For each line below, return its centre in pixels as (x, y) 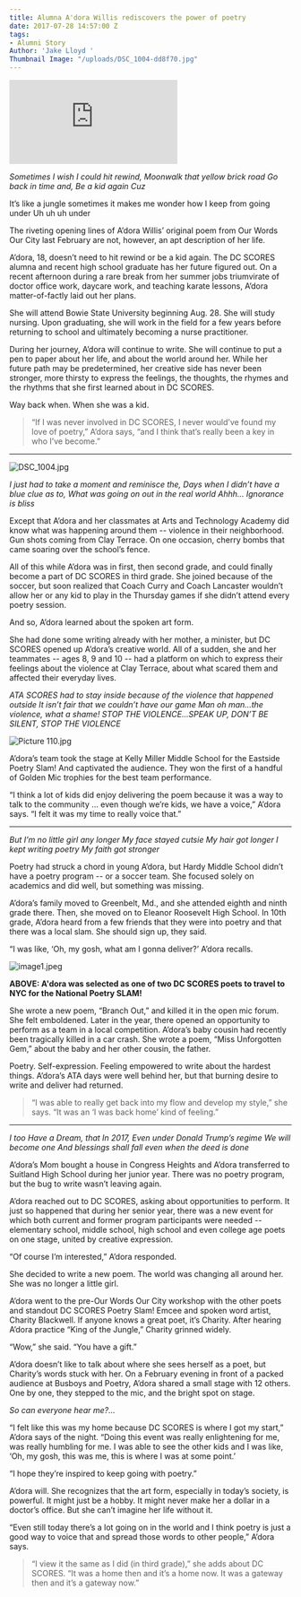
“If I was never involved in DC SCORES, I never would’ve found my (153, 422)
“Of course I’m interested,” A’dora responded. (93, 1257)
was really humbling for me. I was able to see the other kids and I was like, (146, 1446)
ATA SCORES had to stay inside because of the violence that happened (142, 695)
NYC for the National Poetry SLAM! (76, 993)
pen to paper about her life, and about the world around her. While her (139, 359)
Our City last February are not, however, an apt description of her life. (138, 240)
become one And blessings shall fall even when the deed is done (129, 1147)
